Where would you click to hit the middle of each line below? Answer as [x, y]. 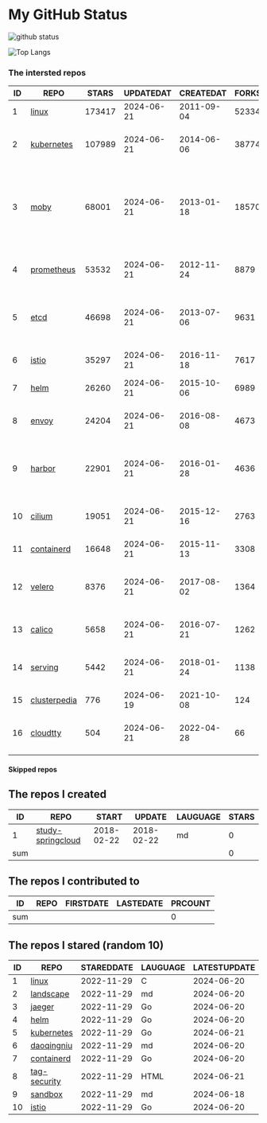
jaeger [43, 1007]
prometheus [53, 270]
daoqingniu [52, 1046]
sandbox [47, 1094]
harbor [43, 468]
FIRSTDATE [87, 903]
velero [42, 587]
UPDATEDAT [148, 93]
